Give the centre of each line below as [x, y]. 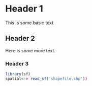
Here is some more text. [30, 50]
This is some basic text [29, 23]
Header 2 [20, 38]
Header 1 [24, 9]
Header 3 [17, 63]
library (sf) [18, 74]
